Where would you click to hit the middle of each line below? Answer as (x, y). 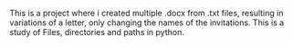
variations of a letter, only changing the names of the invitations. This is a (147, 23)
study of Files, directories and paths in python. (97, 32)
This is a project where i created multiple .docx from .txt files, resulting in (146, 13)
